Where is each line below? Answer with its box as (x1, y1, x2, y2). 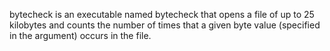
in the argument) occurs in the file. (9, 30, 152, 41)
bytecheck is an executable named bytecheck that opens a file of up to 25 (9, 9, 315, 20)
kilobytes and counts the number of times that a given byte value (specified (9, 19, 321, 31)
